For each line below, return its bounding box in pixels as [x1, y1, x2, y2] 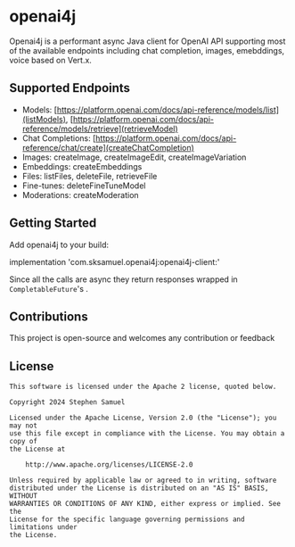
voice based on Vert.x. [9, 54, 92, 65]
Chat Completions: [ [21, 132, 96, 144]
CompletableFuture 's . [9, 283, 89, 294]
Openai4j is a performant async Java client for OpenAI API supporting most [9, 36, 286, 46]
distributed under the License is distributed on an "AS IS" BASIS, [9, 484, 269, 493]
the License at [9, 444, 66, 454]
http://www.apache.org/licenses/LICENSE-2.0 [25, 460, 193, 469]
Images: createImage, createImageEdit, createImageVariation [21, 152, 247, 162]
